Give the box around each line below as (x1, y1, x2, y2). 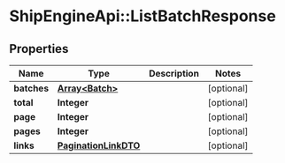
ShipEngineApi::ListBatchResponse (9, 6, 276, 26)
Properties (9, 41, 69, 56)
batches (13, 82, 50, 94)
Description (149, 68, 199, 79)
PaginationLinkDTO (57, 139, 141, 152)
